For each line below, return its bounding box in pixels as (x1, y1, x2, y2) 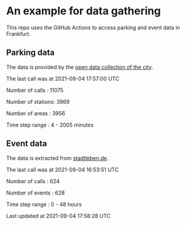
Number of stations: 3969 (6, 98, 70, 105)
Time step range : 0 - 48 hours (6, 201, 82, 208)
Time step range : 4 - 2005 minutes (6, 121, 94, 128)
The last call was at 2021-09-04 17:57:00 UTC (6, 75, 120, 82)
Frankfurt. (6, 30, 31, 37)
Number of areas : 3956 (6, 109, 66, 117)
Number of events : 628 (6, 189, 65, 196)
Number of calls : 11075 (6, 87, 64, 94)
